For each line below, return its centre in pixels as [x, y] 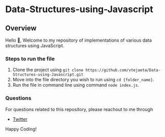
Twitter [20, 119]
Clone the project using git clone [48, 70]
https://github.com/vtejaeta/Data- [123, 70]
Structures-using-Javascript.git [48, 75]
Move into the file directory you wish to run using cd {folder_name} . [83, 80]
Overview [21, 28]
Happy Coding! [21, 129]
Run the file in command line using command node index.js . [76, 85]
